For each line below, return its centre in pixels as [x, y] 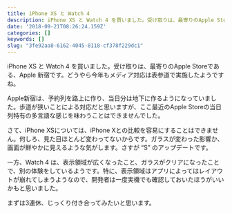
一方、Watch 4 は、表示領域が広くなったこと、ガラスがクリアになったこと [113, 162]
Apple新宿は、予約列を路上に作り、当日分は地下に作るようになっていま [109, 98]
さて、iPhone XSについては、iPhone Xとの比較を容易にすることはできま [110, 130]
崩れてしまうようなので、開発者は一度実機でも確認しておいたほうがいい [122, 179]
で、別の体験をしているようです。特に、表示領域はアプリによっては [103, 171]
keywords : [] [26, 39]
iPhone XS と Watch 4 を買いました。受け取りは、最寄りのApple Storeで [110, 66]
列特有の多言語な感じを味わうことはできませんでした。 [86, 115]
